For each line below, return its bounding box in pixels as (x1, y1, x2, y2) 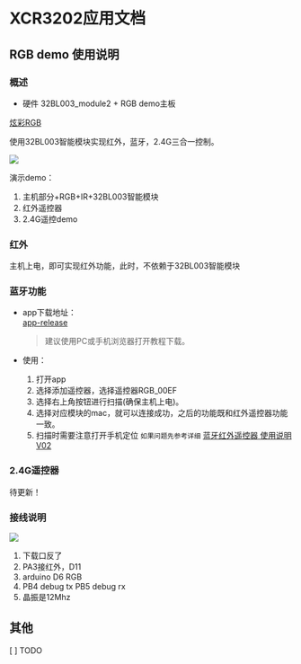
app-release (22, 317, 68, 328)
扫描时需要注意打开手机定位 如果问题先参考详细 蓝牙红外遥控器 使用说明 (35, 430, 292, 441)
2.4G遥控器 (9, 465, 60, 477)
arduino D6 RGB (22, 571, 83, 582)
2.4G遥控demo (22, 213, 78, 225)
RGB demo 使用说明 (9, 47, 120, 62)
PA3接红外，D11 (22, 562, 82, 572)
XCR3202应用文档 (9, 8, 146, 29)
